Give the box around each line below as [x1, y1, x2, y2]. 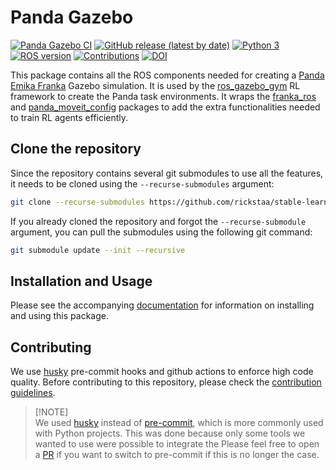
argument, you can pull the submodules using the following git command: [10, 226, 313, 238]
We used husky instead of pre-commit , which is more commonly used [34, 417, 324, 429]
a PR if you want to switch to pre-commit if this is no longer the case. [34, 449, 320, 461]
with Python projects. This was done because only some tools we [34, 427, 306, 440]
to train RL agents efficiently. [10, 111, 129, 123]
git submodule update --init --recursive [10, 245, 186, 255]
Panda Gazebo [10, 6, 134, 29]
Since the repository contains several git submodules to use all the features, [10, 167, 324, 179]
